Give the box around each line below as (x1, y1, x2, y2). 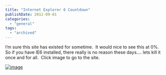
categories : (5, 16, 30, 21)
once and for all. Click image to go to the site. (5, 55, 100, 60)
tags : (5, 26, 16, 31)
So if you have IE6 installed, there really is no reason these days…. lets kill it (5, 49, 161, 55)
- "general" (9, 21, 35, 26)
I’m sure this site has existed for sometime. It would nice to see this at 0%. (5, 44, 159, 50)
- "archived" (9, 30, 37, 35)
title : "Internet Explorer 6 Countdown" (5, 7, 91, 12)
